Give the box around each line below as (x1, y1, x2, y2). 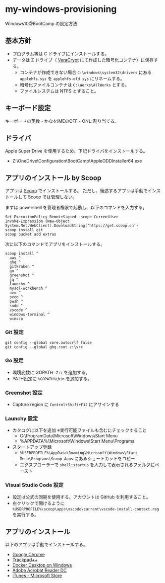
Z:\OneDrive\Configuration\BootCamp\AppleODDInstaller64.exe (12, 158, 142, 164)
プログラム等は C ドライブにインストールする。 (12, 51, 110, 57)
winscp (9, 317, 23, 322)
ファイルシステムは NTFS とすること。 (19, 88, 99, 94)
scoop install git (5, 228, 43, 233)
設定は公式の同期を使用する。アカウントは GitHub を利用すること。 (12, 494, 151, 500)
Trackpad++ (12, 557, 38, 563)
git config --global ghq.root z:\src (5, 344, 83, 350)
